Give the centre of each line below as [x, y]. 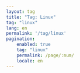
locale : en [30, 61]
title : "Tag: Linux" [31, 17]
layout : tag [20, 11]
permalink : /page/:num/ [46, 55]
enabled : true [34, 45]
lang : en [17, 28]
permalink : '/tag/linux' [36, 34]
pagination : [20, 39]
